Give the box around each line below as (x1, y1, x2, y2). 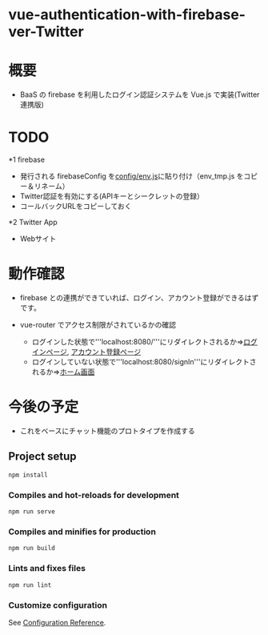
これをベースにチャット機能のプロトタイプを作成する (19, 426, 195, 436)
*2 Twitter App (8, 218, 58, 227)
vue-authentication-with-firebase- (8, 6, 246, 24)
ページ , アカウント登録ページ (46, 347, 142, 356)
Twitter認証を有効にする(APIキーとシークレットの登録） (19, 191, 204, 201)
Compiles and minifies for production (8, 526, 156, 537)
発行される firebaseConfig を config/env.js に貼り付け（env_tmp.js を (19, 171, 244, 181)
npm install (8, 471, 48, 479)
